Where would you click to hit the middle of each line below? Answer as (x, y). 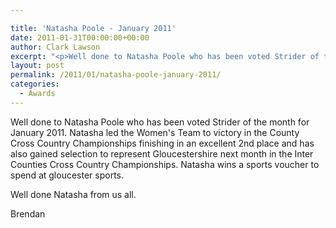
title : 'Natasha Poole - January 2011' (93, 28)
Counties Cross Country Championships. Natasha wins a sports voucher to (165, 164)
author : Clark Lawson (55, 47)
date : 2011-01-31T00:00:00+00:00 (80, 37)
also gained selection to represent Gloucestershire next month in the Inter (162, 153)
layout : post (37, 66)
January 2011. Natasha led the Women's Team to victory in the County (155, 132)
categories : (35, 84)
